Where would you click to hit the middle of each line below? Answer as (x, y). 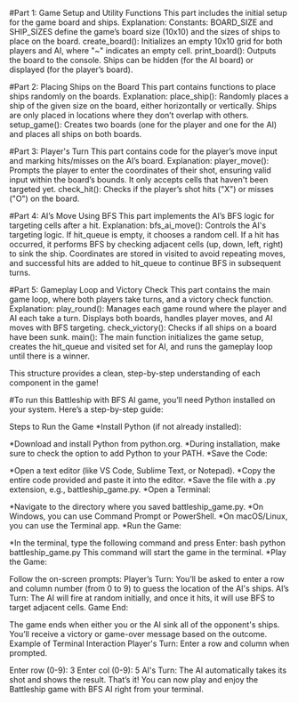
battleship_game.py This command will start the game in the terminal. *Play (148, 552)
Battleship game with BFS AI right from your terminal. (107, 689)
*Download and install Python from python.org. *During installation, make (145, 444)
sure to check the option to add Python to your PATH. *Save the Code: (139, 453)
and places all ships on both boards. (76, 134)
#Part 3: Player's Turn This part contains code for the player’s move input (143, 151)
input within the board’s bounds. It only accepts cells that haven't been (139, 180)
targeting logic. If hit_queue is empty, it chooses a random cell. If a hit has (145, 234)
